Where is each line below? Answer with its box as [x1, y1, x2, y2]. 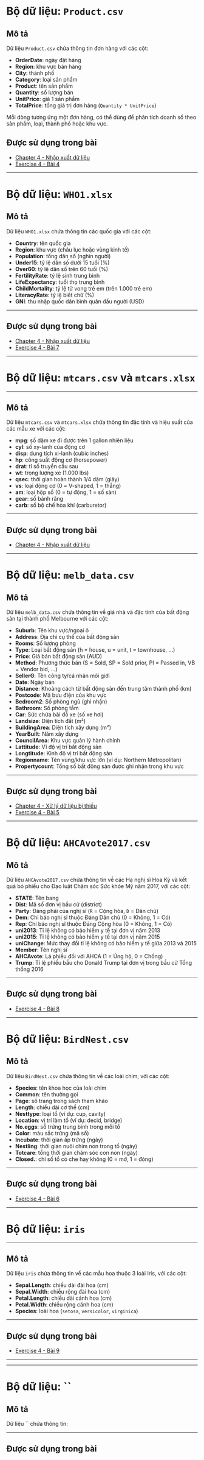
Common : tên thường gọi [15, 1090, 78, 1098]
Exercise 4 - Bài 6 [15, 1195, 60, 1202]
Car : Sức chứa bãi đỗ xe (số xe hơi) [15, 711, 104, 718]
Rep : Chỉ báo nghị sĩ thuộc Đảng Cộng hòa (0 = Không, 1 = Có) [15, 920, 172, 927]
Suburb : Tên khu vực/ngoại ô [15, 627, 89, 634]
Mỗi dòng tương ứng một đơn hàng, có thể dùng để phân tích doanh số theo [6, 114, 197, 121]
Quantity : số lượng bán [15, 89, 74, 96]
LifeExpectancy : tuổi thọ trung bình [15, 278, 105, 286]
